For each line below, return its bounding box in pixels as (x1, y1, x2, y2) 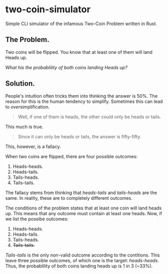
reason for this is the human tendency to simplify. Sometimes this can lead (5, 98, 163, 104)
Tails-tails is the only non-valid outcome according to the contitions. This (5, 252, 160, 258)
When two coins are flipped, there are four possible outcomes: (5, 153, 138, 159)
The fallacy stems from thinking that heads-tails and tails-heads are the (5, 189, 158, 196)
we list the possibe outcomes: (5, 216, 69, 222)
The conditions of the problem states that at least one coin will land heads (5, 205, 162, 211)
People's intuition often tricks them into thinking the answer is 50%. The (5, 93, 158, 99)
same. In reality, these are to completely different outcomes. (5, 195, 133, 201)
